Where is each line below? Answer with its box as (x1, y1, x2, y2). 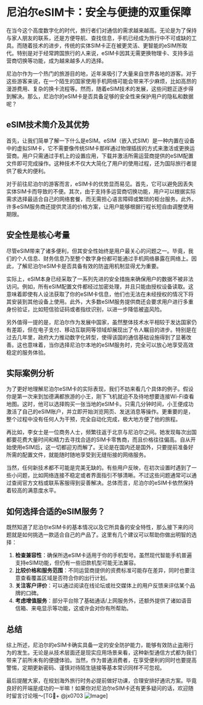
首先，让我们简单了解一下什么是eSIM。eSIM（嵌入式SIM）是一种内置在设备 (6, 137, 195, 144)
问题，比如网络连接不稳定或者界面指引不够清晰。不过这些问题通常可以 (16, 472, 192, 479)
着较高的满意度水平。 (6, 487, 59, 494)
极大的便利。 (16, 167, 49, 175)
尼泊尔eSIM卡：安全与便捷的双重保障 (6, 5, 192, 19)
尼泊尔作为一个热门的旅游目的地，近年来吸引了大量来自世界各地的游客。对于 (6, 70, 197, 77)
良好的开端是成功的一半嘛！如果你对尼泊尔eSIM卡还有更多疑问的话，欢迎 (6, 684, 188, 692)
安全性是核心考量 (6, 230, 70, 240)
